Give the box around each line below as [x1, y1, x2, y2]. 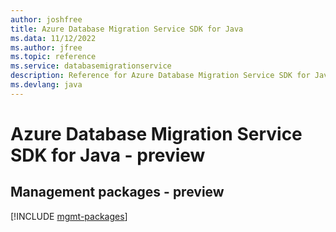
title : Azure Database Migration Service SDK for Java [10, 24, 244, 34]
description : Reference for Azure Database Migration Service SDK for [10, 71, 311, 81]
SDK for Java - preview [10, 144, 206, 166]
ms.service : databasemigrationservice [10, 61, 172, 71]
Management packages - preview [10, 184, 225, 201]
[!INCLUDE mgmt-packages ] [10, 210, 128, 222]
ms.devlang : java [10, 80, 83, 90]
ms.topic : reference [10, 52, 97, 62]
